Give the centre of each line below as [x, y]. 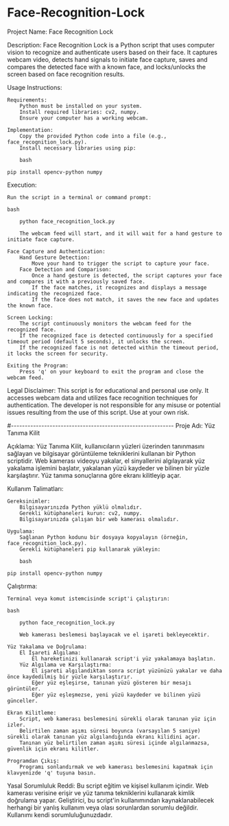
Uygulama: [21, 531]
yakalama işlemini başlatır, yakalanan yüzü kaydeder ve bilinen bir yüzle [108, 468]
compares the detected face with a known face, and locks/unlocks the [107, 67]
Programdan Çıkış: [33, 761]
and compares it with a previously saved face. [76, 282]
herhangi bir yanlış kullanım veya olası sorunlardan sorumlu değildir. [103, 807]
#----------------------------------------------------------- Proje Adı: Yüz [111, 425]
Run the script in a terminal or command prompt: [80, 197]
